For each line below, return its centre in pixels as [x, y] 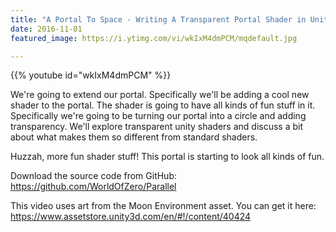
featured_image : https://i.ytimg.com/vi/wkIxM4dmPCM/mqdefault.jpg [154, 38]
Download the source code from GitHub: [94, 176]
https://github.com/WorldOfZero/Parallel [93, 187]
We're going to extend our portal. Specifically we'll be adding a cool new [160, 95]
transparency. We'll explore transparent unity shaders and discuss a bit [157, 127]
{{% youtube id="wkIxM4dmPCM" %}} [91, 75]
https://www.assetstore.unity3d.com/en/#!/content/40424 [131, 217]
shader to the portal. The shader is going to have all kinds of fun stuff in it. [163, 105]
